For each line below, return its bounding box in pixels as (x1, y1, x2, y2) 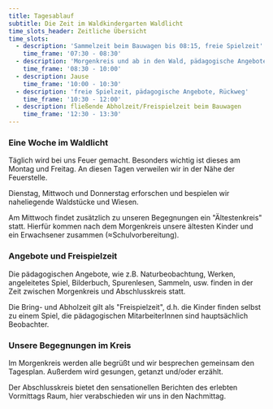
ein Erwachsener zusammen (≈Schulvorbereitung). (8, 230, 180, 240)
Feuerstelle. (8, 172, 48, 183)
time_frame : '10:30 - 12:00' (23, 95, 122, 103)
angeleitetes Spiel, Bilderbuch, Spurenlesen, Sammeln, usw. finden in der (8, 277, 253, 287)
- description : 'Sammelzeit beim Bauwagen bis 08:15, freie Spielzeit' (15, 42, 264, 50)
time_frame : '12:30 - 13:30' (23, 111, 122, 119)
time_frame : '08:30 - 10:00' (23, 65, 122, 73)
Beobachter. (8, 319, 50, 329)
